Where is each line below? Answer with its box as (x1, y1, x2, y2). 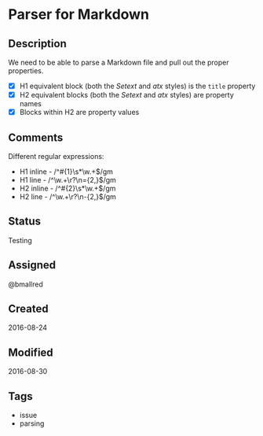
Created (8, 302, 49, 316)
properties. (8, 66, 44, 76)
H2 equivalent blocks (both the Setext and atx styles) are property (19, 91, 234, 100)
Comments (8, 131, 64, 144)
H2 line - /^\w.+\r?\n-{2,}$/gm (19, 192, 116, 201)
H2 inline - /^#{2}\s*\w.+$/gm (19, 183, 116, 193)
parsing (19, 419, 45, 428)
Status (8, 215, 42, 228)
